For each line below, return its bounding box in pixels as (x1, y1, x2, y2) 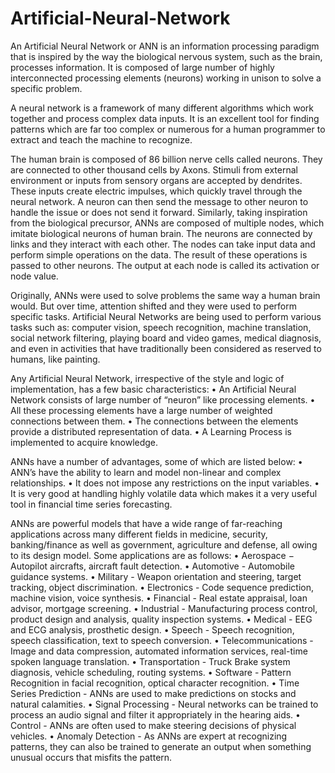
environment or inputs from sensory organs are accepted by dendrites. (10, 174, 303, 186)
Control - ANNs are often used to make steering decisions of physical (10, 719, 297, 731)
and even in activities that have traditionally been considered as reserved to (10, 342, 322, 354)
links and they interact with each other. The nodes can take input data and (10, 238, 316, 250)
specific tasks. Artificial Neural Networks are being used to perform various (10, 310, 322, 322)
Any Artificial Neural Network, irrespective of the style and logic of (10, 372, 285, 384)
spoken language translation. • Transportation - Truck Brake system (10, 655, 291, 667)
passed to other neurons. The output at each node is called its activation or (10, 259, 320, 271)
